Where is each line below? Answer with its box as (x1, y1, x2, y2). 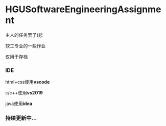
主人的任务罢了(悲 (5, 32, 43, 38)
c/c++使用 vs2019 (5, 90, 43, 96)
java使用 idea (5, 100, 32, 107)
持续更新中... (5, 115, 37, 122)
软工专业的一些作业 (5, 42, 46, 49)
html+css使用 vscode (5, 79, 50, 85)
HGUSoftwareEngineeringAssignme (5, 4, 161, 15)
